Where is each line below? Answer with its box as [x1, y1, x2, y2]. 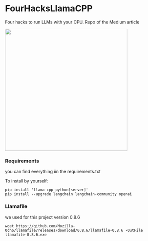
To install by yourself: [5, 178, 48, 184]
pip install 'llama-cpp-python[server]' [5, 187, 89, 193]
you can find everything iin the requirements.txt [5, 169, 101, 175]
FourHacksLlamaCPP [5, 3, 93, 14]
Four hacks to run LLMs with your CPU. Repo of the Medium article [5, 19, 140, 25]
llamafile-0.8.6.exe [5, 232, 47, 237]
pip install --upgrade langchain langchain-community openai [5, 192, 132, 197]
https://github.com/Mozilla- [16, 223, 76, 228]
